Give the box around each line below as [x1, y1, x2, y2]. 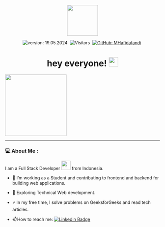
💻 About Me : [5, 147, 38, 154]
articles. [12, 206, 29, 213]
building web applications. [12, 180, 65, 186]
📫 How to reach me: [12, 216, 53, 223]
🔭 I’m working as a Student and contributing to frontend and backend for [12, 175, 159, 181]
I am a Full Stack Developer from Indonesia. [5, 166, 104, 171]
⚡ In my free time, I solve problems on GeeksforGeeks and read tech [12, 199, 151, 205]
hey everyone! [47, 58, 107, 69]
